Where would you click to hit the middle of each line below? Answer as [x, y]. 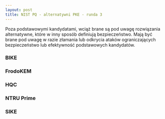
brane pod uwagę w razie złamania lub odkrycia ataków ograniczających [80, 39]
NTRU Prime [21, 98]
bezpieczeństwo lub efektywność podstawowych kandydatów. [70, 45]
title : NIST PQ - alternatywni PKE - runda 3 [54, 15]
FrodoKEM [18, 71]
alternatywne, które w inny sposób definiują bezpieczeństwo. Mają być [79, 34]
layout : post [19, 10]
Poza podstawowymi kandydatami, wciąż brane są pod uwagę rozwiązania [83, 29]
